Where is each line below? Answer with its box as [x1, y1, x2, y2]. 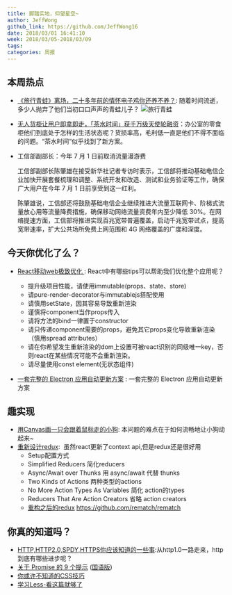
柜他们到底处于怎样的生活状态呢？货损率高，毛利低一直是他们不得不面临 [17, 128, 224, 136]
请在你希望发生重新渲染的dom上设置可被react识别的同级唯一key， [27, 342, 217, 351]
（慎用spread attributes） [27, 334, 101, 342]
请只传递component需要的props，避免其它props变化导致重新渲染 [27, 325, 215, 334]
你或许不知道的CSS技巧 [17, 571, 85, 580]
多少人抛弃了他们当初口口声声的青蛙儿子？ [17, 105, 140, 113]
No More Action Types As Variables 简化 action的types [27, 486, 185, 494]
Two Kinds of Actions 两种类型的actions [27, 478, 142, 486]
